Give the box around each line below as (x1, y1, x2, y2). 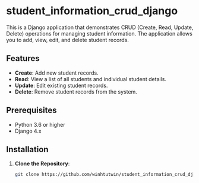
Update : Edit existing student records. (14, 82, 108, 89)
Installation (6, 144, 49, 155)
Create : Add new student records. (14, 69, 99, 76)
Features (6, 53, 40, 63)
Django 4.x (14, 127, 42, 134)
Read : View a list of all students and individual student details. (14, 75, 166, 82)
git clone (14, 172, 40, 178)
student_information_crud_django (6, 4, 178, 18)
